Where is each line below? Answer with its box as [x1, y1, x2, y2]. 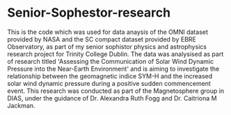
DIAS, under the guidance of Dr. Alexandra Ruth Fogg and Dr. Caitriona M [7, 94, 217, 102]
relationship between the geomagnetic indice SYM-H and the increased [7, 71, 213, 80]
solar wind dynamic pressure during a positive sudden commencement [7, 79, 211, 87]
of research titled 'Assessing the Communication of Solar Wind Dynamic [7, 57, 214, 65]
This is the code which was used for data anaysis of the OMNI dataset [7, 28, 209, 36]
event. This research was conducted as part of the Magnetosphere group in [7, 87, 225, 95]
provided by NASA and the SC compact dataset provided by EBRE [7, 35, 196, 43]
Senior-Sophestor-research [7, 5, 171, 21]
